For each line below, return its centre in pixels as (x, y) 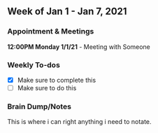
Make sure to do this (47, 88)
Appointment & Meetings (51, 31)
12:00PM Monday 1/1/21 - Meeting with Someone (79, 47)
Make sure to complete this (57, 80)
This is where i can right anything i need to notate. (79, 122)
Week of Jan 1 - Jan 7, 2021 (67, 12)
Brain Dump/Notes (39, 106)
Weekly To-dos (34, 64)
